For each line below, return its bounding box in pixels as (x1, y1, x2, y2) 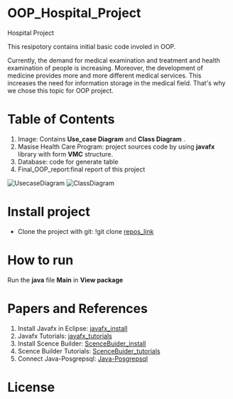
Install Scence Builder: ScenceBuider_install (17, 339, 146, 348)
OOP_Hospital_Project (7, 5, 141, 21)
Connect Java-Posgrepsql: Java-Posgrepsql (17, 354, 148, 363)
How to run (7, 252, 74, 268)
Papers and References (7, 300, 148, 316)
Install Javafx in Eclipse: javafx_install (17, 324, 128, 332)
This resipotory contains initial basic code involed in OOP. (7, 42, 176, 50)
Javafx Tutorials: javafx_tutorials (17, 331, 112, 340)
